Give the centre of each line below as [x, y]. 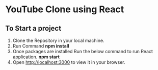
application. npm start [36, 57]
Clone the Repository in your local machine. [58, 40]
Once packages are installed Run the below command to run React [83, 51]
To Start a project [33, 28]
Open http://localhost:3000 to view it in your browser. [69, 62]
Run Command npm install [41, 46]
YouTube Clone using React [65, 9]
